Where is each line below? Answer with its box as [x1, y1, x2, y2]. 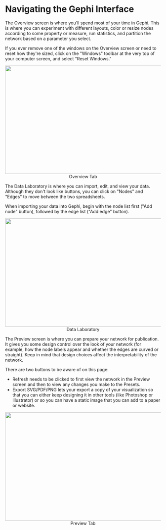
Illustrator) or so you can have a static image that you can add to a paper [12, 397, 161, 403]
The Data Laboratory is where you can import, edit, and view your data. [5, 183, 150, 189]
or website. [12, 402, 36, 408]
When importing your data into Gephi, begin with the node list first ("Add [5, 203, 152, 209]
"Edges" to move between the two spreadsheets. [5, 193, 105, 199]
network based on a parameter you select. [5, 36, 91, 42]
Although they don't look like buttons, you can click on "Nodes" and [5, 188, 143, 194]
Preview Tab [70, 520, 96, 526]
